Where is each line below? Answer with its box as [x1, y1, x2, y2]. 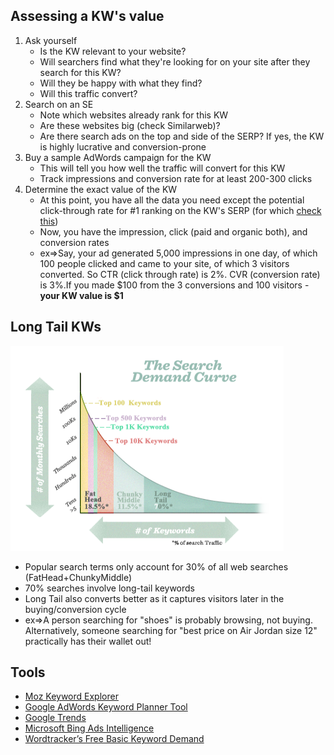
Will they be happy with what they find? [39, 77, 203, 89]
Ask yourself [24, 34, 78, 46]
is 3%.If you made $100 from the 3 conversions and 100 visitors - [39, 279, 310, 291]
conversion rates [39, 236, 110, 248]
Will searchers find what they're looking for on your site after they [39, 55, 311, 68]
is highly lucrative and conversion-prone [39, 140, 207, 153]
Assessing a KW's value [10, 8, 165, 25]
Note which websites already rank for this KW [39, 109, 229, 121]
